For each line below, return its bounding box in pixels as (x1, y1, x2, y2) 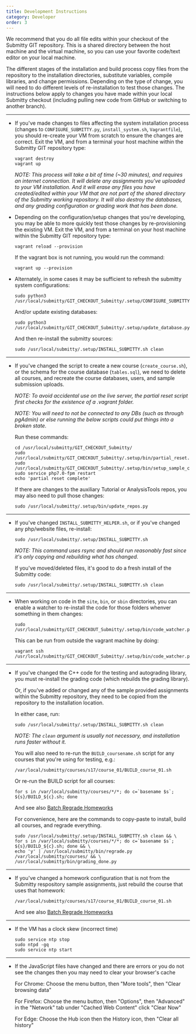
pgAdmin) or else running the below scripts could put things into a (14, 416, 174, 423)
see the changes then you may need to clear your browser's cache (14, 969, 176, 976)
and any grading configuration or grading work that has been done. (14, 203, 178, 210)
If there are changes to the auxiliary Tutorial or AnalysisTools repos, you (14, 486, 187, 493)
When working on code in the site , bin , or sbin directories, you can (14, 598, 177, 605)
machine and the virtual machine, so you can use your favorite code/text (6, 48, 181, 55)
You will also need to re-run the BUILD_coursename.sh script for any (14, 750, 175, 757)
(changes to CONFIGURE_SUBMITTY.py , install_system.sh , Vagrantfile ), (14, 126, 182, 133)
